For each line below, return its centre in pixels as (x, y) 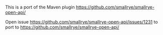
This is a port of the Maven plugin (40, 7)
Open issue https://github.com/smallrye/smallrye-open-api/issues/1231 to (81, 22)
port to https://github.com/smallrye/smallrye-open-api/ (62, 27)
